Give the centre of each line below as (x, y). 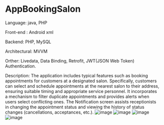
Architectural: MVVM (26, 51)
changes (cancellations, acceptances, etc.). (49, 112)
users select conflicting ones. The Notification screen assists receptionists (81, 101)
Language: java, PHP (26, 23)
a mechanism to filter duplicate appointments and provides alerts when (77, 96)
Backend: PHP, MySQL (28, 42)
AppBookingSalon (43, 9)
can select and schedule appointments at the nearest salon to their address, (82, 86)
